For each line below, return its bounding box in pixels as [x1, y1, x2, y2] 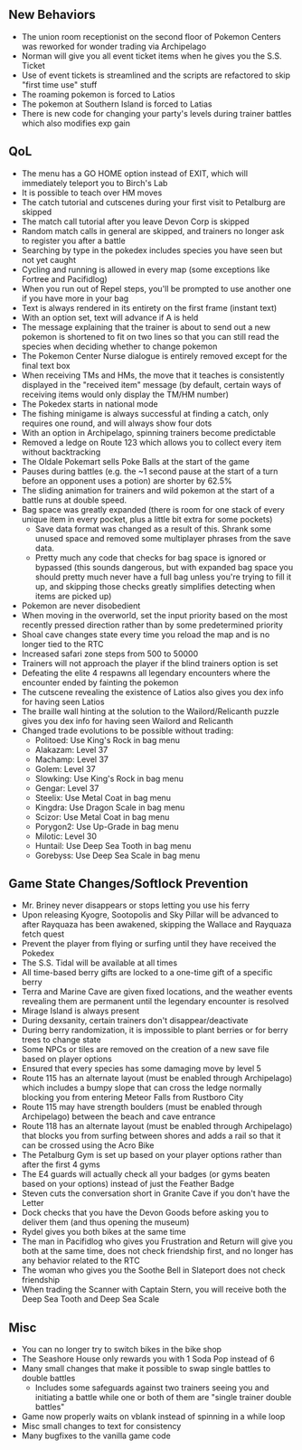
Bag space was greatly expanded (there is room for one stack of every [21, 504, 286, 514]
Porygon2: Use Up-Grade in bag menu [34, 821, 179, 832]
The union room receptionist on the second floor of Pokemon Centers [21, 31, 281, 42]
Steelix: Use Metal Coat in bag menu [34, 792, 172, 803]
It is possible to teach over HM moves [21, 187, 163, 198]
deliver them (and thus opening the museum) [21, 1217, 190, 1228]
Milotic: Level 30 [34, 831, 97, 842]
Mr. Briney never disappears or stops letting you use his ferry [21, 899, 250, 911]
